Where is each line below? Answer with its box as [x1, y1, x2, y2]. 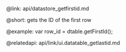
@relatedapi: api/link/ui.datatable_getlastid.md [6, 40, 121, 46]
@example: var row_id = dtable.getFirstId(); [6, 28, 113, 35]
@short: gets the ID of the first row [6, 17, 91, 23]
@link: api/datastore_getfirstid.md [6, 5, 90, 12]
